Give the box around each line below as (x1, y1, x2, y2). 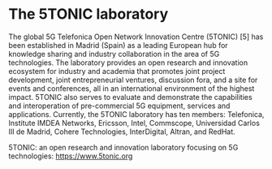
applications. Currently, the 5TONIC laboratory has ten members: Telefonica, (8, 109, 265, 119)
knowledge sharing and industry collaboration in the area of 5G (8, 49, 220, 58)
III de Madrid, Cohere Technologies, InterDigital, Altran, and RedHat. (8, 127, 235, 136)
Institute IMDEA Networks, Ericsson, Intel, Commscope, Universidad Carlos (8, 118, 260, 128)
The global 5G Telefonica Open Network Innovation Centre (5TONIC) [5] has (8, 32, 264, 41)
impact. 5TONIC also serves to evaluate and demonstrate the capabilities (8, 92, 253, 102)
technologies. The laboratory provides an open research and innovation (8, 58, 248, 67)
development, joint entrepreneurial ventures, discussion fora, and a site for (8, 75, 258, 84)
